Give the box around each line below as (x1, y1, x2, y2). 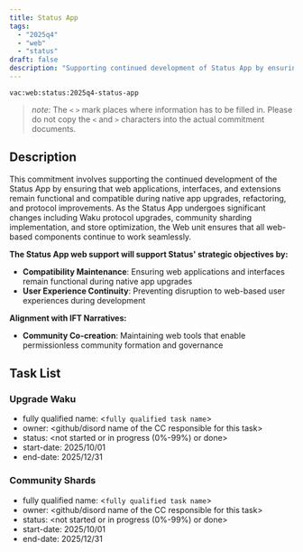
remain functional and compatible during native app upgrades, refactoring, (9, 192, 287, 203)
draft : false (9, 55, 59, 64)
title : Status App (9, 13, 78, 23)
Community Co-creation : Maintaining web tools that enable (22, 330, 246, 341)
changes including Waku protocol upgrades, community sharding (9, 211, 252, 222)
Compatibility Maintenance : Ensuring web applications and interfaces (22, 266, 286, 276)
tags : (9, 22, 30, 31)
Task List (9, 366, 61, 381)
